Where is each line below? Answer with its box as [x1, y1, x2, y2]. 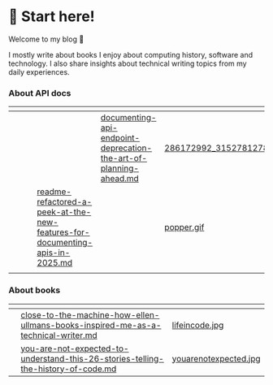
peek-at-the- [37, 206, 92, 218]
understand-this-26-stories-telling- [20, 353, 164, 364]
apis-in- [37, 247, 71, 258]
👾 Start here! [8, 7, 95, 26]
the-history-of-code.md [20, 363, 117, 374]
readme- [37, 186, 71, 197]
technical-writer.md [20, 329, 97, 340]
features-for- [37, 227, 90, 238]
